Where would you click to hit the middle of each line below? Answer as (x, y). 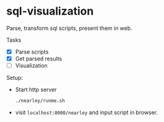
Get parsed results (39, 59)
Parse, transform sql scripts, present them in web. (69, 28)
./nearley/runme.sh (40, 101)
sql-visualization (50, 11)
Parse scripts (32, 52)
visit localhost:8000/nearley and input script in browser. (86, 112)
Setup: (15, 78)
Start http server (36, 90)
